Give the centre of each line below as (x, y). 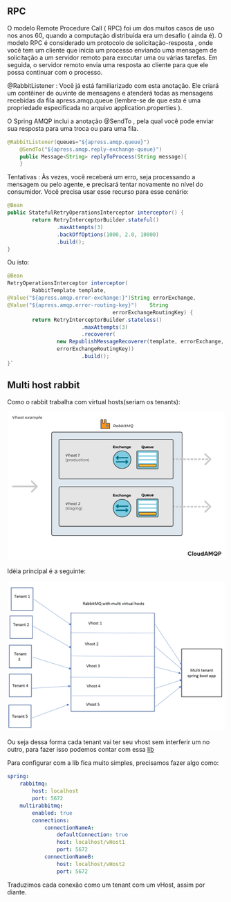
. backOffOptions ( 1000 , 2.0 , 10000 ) (108, 235)
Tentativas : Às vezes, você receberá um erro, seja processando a (101, 177)
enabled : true (52, 813)
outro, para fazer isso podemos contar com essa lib (81, 750)
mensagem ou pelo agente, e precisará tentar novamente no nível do (105, 184)
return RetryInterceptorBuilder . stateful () (95, 220)
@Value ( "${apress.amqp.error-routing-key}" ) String (88, 305)
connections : (51, 820)
